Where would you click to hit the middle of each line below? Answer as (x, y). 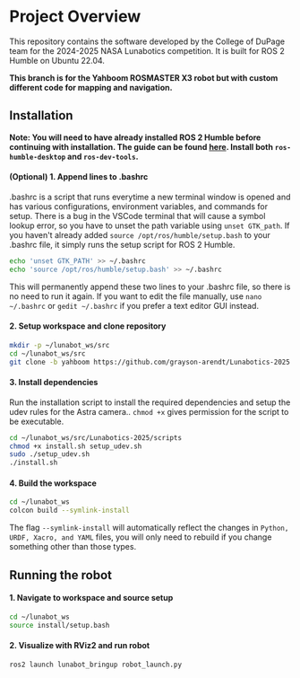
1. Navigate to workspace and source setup (91, 598)
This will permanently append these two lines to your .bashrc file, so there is (150, 286)
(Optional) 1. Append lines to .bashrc (79, 177)
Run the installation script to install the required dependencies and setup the (150, 402)
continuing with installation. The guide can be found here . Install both (141, 146)
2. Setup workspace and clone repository (88, 326)
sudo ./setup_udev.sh (50, 454)
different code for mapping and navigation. (91, 87)
